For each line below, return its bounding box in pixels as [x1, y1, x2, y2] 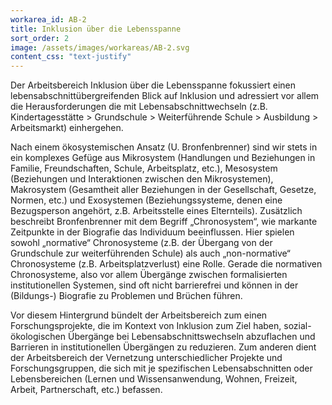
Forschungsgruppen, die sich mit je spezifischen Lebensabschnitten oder [10, 362, 313, 375]
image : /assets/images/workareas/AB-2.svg [10, 42, 190, 53]
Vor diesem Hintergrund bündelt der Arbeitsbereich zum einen [10, 309, 268, 321]
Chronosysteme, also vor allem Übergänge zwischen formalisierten [10, 269, 288, 281]
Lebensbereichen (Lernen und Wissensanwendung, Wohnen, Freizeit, [10, 373, 298, 385]
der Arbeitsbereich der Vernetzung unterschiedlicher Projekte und [10, 352, 283, 364]
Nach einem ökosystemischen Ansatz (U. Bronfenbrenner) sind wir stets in [10, 141, 318, 153]
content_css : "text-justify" [10, 52, 132, 62]
